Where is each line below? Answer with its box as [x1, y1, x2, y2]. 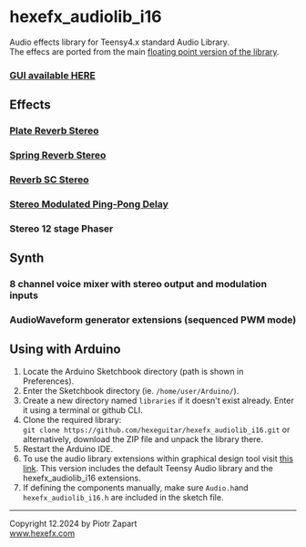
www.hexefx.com [9, 527, 76, 539]
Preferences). [22, 376, 75, 387]
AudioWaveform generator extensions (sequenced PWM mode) [9, 314, 297, 326]
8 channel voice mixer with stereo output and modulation [9, 278, 267, 291]
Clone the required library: [22, 414, 122, 425]
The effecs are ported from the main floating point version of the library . [9, 46, 280, 57]
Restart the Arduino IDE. [22, 443, 114, 454]
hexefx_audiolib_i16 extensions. [22, 472, 141, 483]
